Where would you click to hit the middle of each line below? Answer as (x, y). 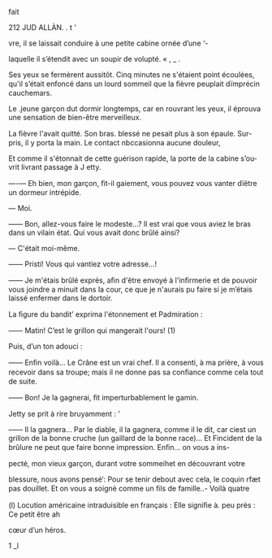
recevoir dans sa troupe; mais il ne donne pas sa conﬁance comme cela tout (136, 372)
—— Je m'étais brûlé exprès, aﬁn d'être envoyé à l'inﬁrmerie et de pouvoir (133, 280)
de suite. (23, 381)
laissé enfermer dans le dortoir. (60, 298)
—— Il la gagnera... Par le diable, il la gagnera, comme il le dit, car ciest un (132, 429)
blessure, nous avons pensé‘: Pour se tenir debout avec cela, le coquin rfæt (135, 479)
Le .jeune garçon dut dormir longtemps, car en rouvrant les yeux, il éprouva (135, 108)
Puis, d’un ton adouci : (45, 346)
